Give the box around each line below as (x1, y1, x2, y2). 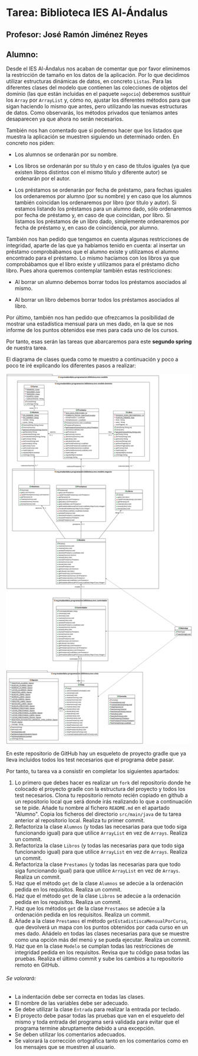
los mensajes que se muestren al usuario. (14, 1043, 116, 1050)
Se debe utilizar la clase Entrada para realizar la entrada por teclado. (14, 1006, 181, 1013)
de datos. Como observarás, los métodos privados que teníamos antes (6, 109, 178, 117)
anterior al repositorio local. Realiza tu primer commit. (14, 816, 146, 824)
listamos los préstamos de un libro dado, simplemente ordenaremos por (14, 218, 190, 225)
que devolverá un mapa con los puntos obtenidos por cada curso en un (14, 923, 189, 931)
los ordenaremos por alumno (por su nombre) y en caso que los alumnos (14, 193, 192, 200)
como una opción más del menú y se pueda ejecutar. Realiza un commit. (14, 936, 191, 943)
